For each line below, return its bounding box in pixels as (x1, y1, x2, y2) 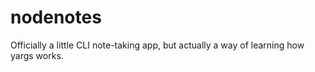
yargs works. (10, 49, 64, 61)
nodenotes (10, 6, 102, 29)
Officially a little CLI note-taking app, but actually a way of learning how (10, 39, 305, 51)
